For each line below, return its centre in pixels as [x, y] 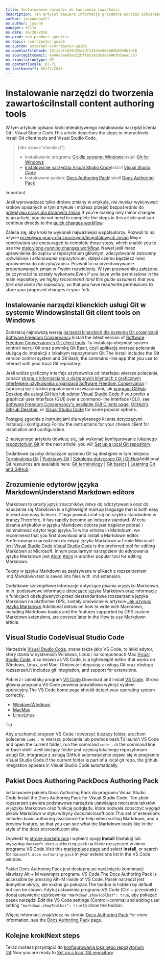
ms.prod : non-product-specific [37, 37]
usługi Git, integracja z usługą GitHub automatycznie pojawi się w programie [82, 755]
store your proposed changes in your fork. [48, 289]
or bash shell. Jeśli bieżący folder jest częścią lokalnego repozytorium [76, 750]
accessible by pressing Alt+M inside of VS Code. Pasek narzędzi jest [75, 879]
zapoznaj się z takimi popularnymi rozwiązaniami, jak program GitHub [76, 388]
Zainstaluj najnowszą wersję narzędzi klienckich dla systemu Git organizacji [82, 332]
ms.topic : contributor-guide [35, 42]
